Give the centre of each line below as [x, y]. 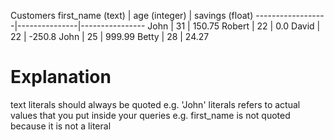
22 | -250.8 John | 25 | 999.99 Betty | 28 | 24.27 [110, 36]
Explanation [61, 77]
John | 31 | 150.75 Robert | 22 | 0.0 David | [234, 26]
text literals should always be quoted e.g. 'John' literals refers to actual [155, 104]
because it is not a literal [61, 126]
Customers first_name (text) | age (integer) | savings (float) [132, 15]
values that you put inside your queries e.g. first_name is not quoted [150, 115]
